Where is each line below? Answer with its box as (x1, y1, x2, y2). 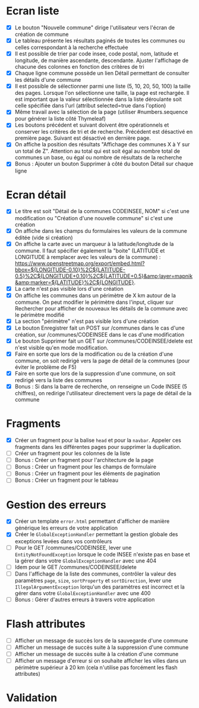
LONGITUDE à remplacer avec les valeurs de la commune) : (14, 253, 161, 260)
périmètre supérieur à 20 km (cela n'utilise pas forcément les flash (14, 664, 178, 671)
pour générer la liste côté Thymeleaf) (14, 115, 106, 122)
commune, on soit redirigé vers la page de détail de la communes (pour (14, 357, 190, 364)
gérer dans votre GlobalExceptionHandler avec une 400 (14, 589, 151, 596)
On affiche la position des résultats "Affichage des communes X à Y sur (14, 141, 190, 148)
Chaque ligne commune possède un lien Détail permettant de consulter (14, 70, 190, 77)
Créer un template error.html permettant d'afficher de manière (14, 518, 170, 525)
